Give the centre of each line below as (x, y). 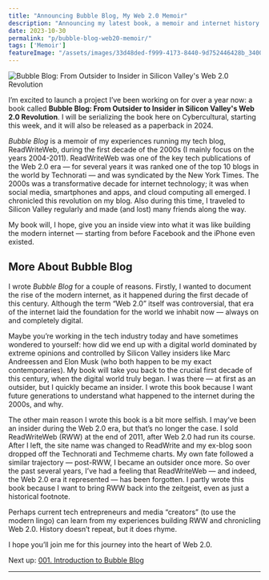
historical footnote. (39, 496)
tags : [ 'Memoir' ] (37, 46)
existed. (21, 242)
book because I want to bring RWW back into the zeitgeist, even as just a (129, 488)
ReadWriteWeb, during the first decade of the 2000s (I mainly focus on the (131, 150)
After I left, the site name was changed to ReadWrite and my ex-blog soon (130, 445)
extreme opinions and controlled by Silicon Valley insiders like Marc (119, 353)
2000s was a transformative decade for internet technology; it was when (128, 184)
